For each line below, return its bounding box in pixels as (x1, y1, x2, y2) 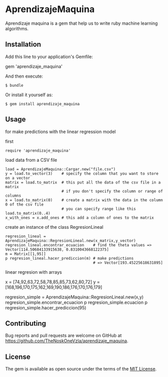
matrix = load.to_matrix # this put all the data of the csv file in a (5, 180, 161, 185)
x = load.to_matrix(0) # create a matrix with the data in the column (5, 198, 163, 203)
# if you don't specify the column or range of (61, 188, 163, 194)
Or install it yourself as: (5, 92, 53, 98)
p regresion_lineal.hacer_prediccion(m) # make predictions (5, 256, 134, 261)
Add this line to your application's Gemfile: (5, 53, 93, 59)
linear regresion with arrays (5, 269, 62, 275)
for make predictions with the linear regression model (5, 129, 116, 135)
